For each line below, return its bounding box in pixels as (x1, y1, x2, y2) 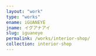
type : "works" (6, 14, 41, 20)
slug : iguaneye (6, 30, 43, 36)
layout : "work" (6, 8, 43, 15)
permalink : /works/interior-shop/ (6, 36, 91, 41)
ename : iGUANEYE (6, 19, 46, 25)
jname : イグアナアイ (6, 24, 51, 31)
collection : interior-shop (6, 41, 72, 47)
